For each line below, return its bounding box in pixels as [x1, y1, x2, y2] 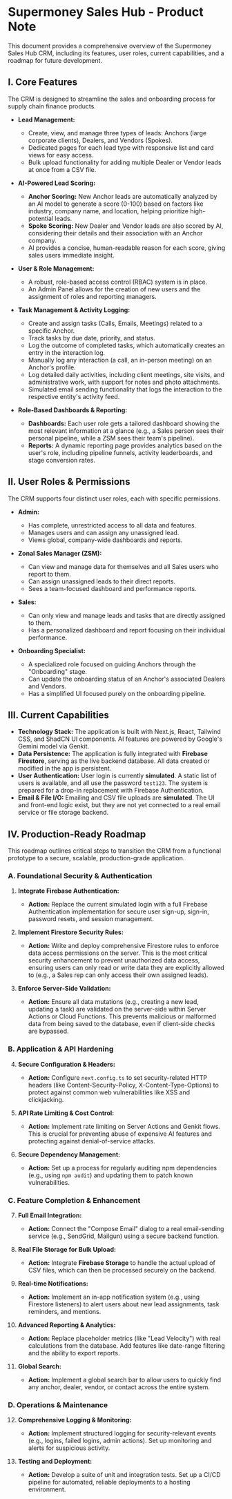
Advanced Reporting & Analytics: [17, 1321, 116, 1329]
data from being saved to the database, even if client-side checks [28, 1020, 215, 1028]
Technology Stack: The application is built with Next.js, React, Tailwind [17, 728, 222, 736]
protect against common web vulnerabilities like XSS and [28, 1088, 191, 1096]
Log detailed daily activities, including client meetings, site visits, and [28, 370, 225, 378]
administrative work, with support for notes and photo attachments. [28, 378, 220, 386]
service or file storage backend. [17, 809, 109, 817]
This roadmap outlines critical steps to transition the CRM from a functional [8, 847, 222, 855]
